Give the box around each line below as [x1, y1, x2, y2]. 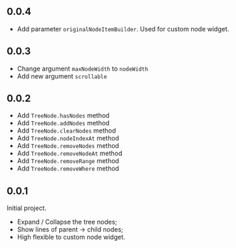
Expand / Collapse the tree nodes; [16, 217, 118, 227]
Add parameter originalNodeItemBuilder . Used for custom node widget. [16, 24, 230, 33]
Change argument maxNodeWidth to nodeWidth [16, 64, 149, 73]
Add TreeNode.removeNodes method [16, 142, 119, 150]
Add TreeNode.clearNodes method [16, 126, 116, 135]
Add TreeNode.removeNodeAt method [16, 149, 123, 157]
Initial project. [6, 204, 47, 212]
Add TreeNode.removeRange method [16, 157, 119, 165]
